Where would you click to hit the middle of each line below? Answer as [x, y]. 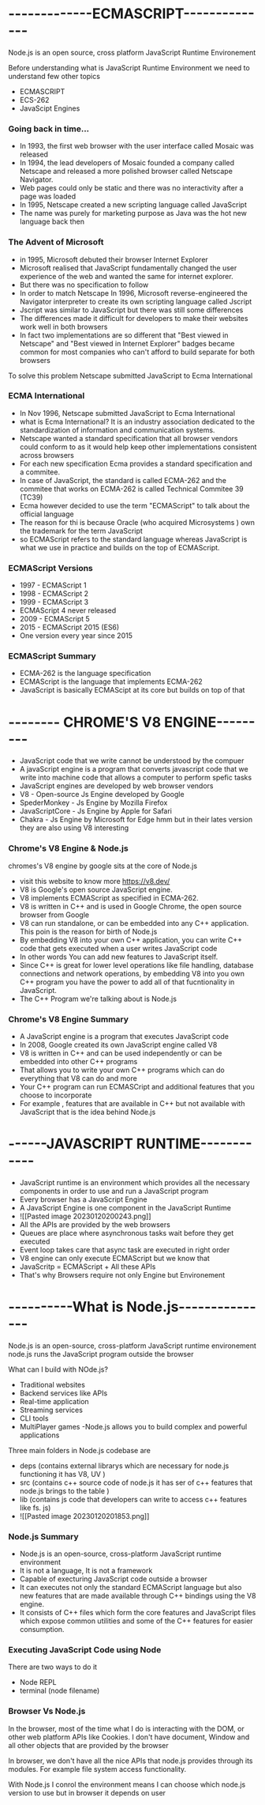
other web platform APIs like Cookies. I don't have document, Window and [129, 1737]
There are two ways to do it [52, 1667]
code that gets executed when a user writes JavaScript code [118, 948]
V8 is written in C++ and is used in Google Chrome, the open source [131, 906]
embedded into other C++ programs [78, 1061]
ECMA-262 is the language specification [85, 674]
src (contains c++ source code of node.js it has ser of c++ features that [136, 1482]
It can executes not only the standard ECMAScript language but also [131, 1588]
